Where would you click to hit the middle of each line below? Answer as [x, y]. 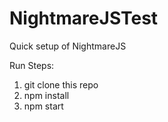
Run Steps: [32, 65]
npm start [43, 106]
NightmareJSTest [84, 18]
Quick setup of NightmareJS [68, 46]
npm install [46, 95]
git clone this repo [61, 84]
